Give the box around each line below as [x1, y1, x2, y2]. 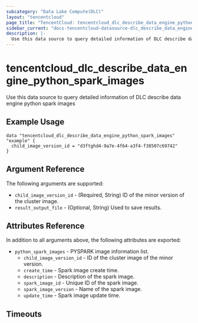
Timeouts [6, 309, 42, 319]
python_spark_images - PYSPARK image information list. [14, 248, 149, 255]
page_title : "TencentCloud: [6, 19, 75, 25]
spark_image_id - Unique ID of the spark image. [23, 279, 138, 286]
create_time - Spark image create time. [23, 267, 119, 274]
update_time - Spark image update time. [23, 292, 121, 299]
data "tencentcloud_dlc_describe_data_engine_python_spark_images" [6, 132, 176, 139]
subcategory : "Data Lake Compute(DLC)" [6, 8, 104, 15]
